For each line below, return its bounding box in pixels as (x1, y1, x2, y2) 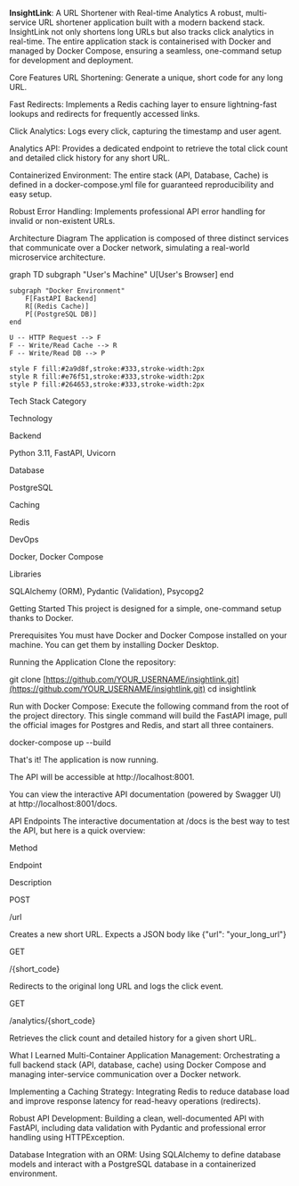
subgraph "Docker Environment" (9, 286, 125, 295)
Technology (9, 413, 53, 423)
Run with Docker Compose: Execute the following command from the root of (9, 701, 289, 711)
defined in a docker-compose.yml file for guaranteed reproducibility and (9, 179, 274, 190)
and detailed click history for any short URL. (9, 153, 171, 163)
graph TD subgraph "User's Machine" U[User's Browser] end (9, 270, 234, 279)
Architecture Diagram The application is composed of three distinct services (9, 233, 289, 244)
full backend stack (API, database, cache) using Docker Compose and (9, 1059, 267, 1070)
